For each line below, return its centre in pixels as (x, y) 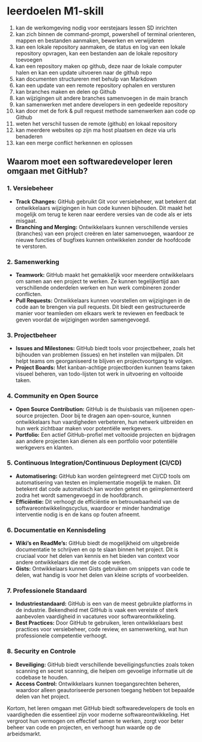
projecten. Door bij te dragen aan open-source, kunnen (102, 415)
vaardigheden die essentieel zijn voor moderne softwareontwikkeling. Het (98, 714)
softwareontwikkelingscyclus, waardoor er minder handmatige (93, 508)
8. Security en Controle (41, 651)
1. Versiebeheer (30, 188)
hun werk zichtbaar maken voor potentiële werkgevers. (84, 428)
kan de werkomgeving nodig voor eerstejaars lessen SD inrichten (96, 28)
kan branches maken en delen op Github (66, 91)
